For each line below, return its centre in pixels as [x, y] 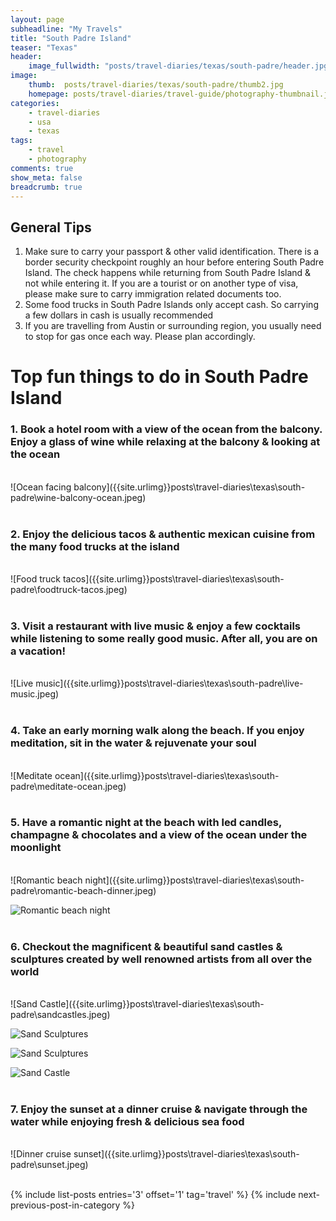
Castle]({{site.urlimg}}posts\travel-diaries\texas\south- [152, 1004]
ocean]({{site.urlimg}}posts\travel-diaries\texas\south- [167, 775]
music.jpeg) [35, 694]
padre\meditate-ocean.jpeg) [68, 786]
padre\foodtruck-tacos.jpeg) [69, 589]
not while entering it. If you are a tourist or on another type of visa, [161, 283]
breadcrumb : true [46, 187]
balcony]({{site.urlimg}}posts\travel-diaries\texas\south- [189, 487]
